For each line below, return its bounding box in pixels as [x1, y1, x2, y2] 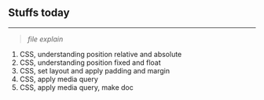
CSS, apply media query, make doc [19, 82, 134, 92]
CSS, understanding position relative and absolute [19, 49, 182, 59]
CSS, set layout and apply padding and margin [19, 66, 170, 75]
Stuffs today [8, 6, 70, 20]
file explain [27, 34, 64, 44]
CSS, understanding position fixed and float [19, 58, 161, 67]
